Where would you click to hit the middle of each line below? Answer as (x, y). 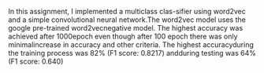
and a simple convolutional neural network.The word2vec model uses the (127, 20)
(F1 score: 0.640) (36, 61)
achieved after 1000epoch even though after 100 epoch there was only (123, 36)
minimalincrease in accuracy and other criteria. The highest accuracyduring (131, 45)
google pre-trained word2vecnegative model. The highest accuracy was (126, 28)
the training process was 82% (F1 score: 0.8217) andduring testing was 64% (132, 53)
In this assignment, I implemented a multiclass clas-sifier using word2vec (127, 11)
